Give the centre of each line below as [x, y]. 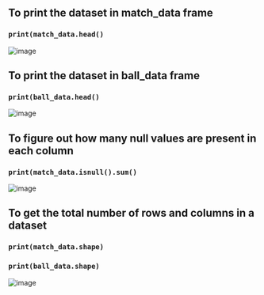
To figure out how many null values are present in [132, 138]
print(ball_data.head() [54, 97]
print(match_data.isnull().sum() [73, 172]
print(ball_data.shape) [54, 267]
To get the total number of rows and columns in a [132, 213]
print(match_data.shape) [56, 247]
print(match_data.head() [56, 34]
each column [41, 151]
